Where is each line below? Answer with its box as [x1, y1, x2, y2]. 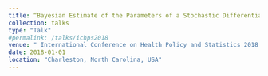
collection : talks [8, 19, 69, 27]
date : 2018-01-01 [8, 48, 66, 56]
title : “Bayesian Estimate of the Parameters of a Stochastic [8, 11, 219, 20]
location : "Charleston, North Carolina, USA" [8, 56, 162, 64]
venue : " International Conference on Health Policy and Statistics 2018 [8, 41, 259, 49]
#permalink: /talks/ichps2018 [8, 33, 109, 42]
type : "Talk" [8, 26, 52, 34]
